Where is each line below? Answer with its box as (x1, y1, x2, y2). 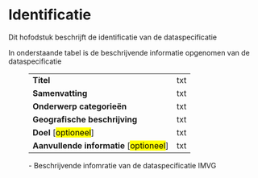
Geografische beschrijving (32, 114, 138, 125)
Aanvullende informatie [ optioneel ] (32, 139, 169, 151)
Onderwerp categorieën (32, 101, 127, 112)
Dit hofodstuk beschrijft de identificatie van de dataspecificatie (8, 32, 218, 42)
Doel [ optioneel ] (32, 126, 95, 138)
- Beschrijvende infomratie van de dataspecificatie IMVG (28, 160, 217, 170)
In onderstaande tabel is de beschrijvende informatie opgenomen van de (8, 48, 250, 57)
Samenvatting (32, 87, 88, 98)
